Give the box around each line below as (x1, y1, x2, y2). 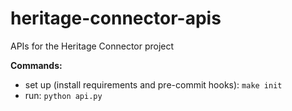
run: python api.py (24, 89, 103, 101)
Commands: (10, 59, 63, 71)
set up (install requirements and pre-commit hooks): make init (24, 78, 283, 91)
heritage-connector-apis (10, 7, 222, 30)
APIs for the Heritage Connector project (10, 40, 175, 52)
